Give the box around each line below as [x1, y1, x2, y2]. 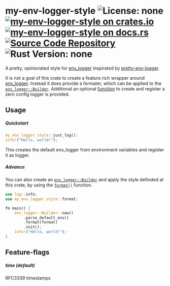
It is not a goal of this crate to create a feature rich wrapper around [5, 75, 145, 81]
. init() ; [23, 225, 42, 230]
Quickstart [5, 120, 29, 126]
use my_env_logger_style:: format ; [5, 196, 79, 202]
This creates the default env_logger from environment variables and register [5, 147, 164, 153]
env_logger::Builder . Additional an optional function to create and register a [5, 85, 165, 91]
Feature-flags [5, 248, 50, 257]
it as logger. [5, 152, 30, 158]
